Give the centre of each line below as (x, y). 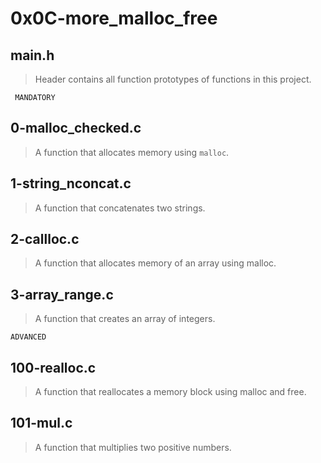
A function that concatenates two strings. (120, 208)
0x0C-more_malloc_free (114, 18)
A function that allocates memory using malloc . (132, 152)
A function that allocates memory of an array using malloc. (155, 263)
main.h (32, 55)
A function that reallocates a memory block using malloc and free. (170, 392)
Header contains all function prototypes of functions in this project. (173, 79)
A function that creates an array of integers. (125, 319)
